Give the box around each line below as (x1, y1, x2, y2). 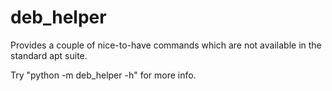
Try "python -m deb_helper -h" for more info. (10, 69, 197, 81)
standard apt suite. (10, 49, 88, 61)
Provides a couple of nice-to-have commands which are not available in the (10, 39, 322, 51)
